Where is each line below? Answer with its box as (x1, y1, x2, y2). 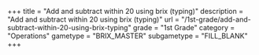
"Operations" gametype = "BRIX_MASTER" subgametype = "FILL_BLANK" (7, 31, 249, 40)
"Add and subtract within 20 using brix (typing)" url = (7, 15, 180, 24)
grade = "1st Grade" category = (132, 23, 235, 32)
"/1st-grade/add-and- (181, 15, 251, 24)
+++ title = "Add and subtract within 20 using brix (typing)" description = (7, 7, 244, 15)
